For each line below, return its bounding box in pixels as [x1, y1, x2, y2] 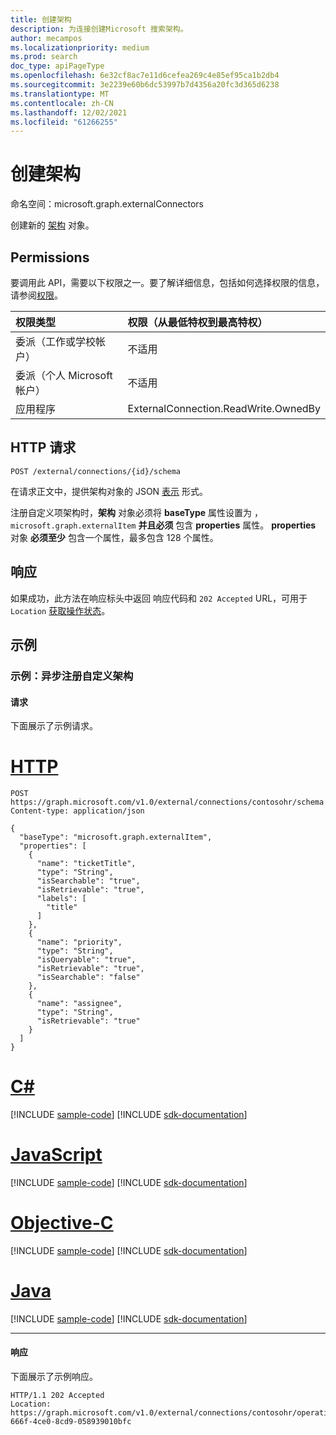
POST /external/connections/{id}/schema [10, 466, 182, 476]
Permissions [10, 249, 90, 266]
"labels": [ [36, 894, 87, 904]
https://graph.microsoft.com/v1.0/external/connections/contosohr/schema [10, 797, 325, 808]
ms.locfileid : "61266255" [10, 117, 118, 127]
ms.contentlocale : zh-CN [10, 98, 114, 108]
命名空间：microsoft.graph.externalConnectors [10, 198, 204, 210]
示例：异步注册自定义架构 [10, 669, 134, 683]
